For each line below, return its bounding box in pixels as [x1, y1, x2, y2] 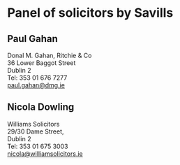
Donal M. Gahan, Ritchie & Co [7, 51, 92, 59]
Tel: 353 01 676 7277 [7, 73, 68, 82]
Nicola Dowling [7, 101, 75, 113]
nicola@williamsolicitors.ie [7, 149, 84, 158]
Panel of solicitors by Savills [7, 5, 174, 21]
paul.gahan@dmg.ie [7, 81, 65, 89]
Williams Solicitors [7, 120, 60, 128]
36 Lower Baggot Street [7, 59, 76, 67]
